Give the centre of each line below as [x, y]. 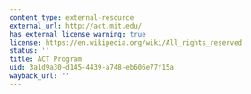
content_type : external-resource [72, 17]
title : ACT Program [46, 59]
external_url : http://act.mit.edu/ [76, 26]
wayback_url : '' [39, 76]
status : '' [30, 51]
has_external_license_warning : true [78, 34]
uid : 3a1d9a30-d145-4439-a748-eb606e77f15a [92, 68]
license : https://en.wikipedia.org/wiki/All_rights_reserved [126, 43]
